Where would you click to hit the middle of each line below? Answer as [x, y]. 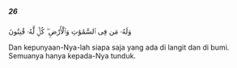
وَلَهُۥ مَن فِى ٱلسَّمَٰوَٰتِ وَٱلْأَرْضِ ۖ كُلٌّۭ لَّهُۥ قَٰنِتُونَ [70, 31]
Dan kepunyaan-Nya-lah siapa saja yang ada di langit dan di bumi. [119, 47]
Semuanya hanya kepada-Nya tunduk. [72, 55]
